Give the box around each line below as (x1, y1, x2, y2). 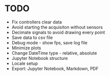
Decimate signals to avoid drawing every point (11, 29, 106, 35)
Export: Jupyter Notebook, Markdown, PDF (11, 65, 99, 71)
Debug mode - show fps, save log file (11, 39, 88, 45)
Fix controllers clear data (11, 19, 62, 25)
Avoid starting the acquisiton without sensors (11, 24, 103, 30)
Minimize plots (11, 45, 41, 51)
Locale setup (11, 60, 38, 66)
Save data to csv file (11, 35, 53, 40)
